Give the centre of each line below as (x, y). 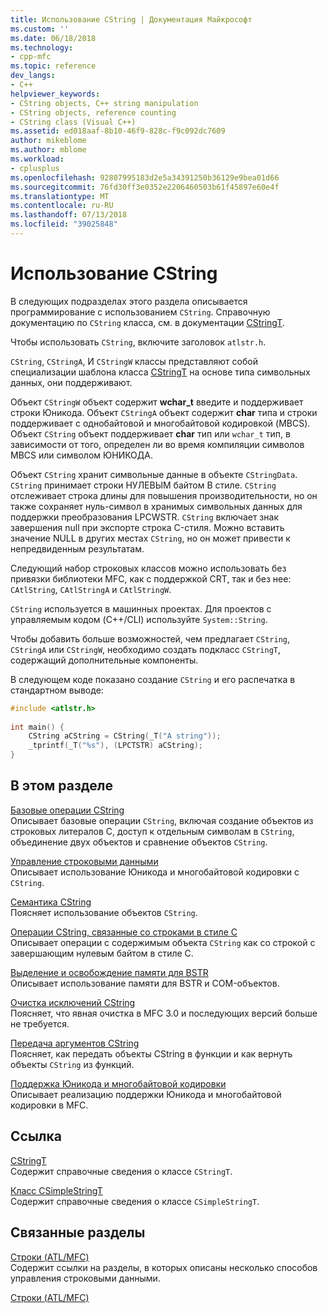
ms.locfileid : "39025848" (64, 224)
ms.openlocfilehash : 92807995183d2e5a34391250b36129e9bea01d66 (145, 177)
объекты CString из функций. (72, 1064)
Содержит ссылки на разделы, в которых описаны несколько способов (164, 1267)
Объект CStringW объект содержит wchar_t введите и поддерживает (157, 402)
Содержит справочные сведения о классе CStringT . (121, 1171)
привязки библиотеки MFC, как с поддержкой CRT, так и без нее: (151, 578)
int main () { (37, 727)
